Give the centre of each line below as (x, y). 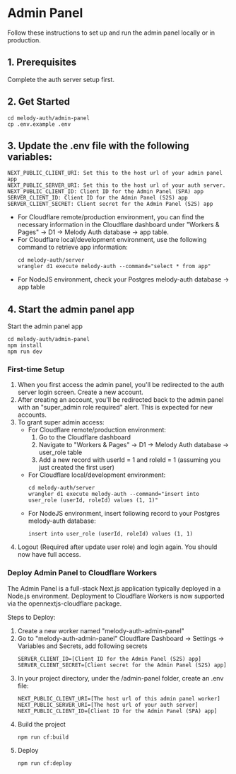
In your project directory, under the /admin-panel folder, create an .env (120, 678)
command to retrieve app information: (73, 247)
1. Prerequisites (42, 63)
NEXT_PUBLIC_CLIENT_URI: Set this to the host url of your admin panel (115, 173)
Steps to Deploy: (31, 617)
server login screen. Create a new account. (80, 392)
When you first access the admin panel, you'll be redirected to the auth (121, 385)
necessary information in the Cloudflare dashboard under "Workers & (119, 225)
